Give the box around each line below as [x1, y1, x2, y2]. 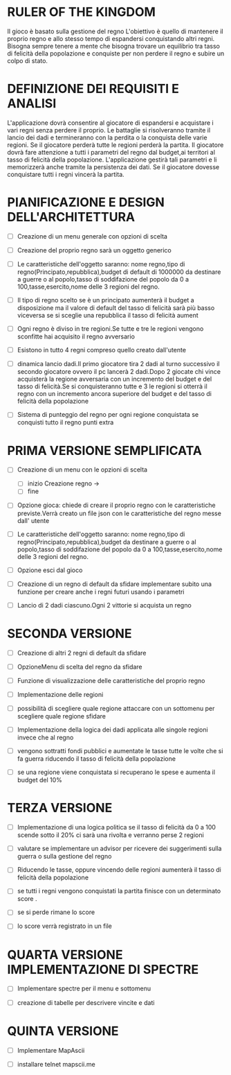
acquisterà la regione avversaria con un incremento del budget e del [17, 375, 212, 384]
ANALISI [7, 96, 57, 112]
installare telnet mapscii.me [17, 1060, 95, 1068]
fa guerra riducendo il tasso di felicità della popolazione [17, 755, 176, 763]
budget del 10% [17, 776, 62, 784]
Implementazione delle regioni [17, 690, 104, 698]
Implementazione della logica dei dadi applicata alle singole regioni [17, 725, 209, 734]
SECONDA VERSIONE [7, 626, 132, 642]
